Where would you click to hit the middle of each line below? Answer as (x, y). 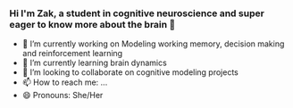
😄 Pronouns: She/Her (63, 96)
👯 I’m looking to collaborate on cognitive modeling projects (130, 72)
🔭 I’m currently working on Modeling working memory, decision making (153, 44)
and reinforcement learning (72, 54)
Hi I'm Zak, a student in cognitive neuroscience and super (137, 13)
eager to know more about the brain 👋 (92, 24)
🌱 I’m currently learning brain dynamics (94, 63)
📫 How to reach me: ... (65, 82)
